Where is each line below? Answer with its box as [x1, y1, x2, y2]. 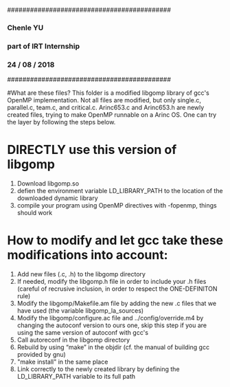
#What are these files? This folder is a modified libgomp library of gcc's [7, 89, 209, 97]
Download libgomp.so [16, 179, 80, 188]
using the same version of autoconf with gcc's [16, 329, 149, 337]
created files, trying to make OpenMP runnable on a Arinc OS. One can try [7, 111, 217, 119]
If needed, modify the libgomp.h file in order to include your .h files [16, 278, 207, 286]
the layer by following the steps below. [7, 118, 116, 126]
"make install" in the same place [16, 357, 108, 366]
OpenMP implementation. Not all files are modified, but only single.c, [7, 96, 201, 104]
